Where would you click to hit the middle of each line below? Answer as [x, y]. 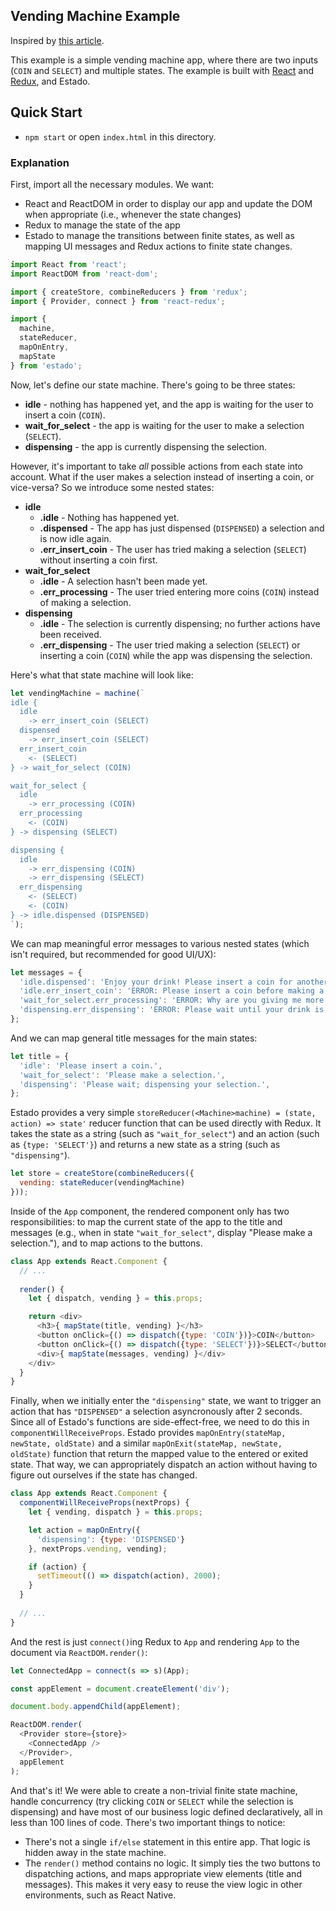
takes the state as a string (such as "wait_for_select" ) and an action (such [165, 1134]
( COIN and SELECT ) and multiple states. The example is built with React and [162, 70]
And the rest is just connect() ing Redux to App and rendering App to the [155, 1641]
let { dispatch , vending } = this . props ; [115, 1299]
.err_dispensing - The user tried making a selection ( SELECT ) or [170, 645]
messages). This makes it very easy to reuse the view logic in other [163, 1884]
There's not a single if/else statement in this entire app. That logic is [167, 1841]
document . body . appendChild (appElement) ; [96, 1707]
